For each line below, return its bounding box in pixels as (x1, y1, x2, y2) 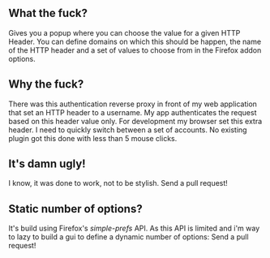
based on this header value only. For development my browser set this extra (8, 116, 263, 126)
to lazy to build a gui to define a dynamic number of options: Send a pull (8, 232, 249, 242)
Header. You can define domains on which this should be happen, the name (8, 37, 262, 46)
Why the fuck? (8, 77, 84, 92)
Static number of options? (8, 202, 144, 216)
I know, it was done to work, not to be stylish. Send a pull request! (8, 178, 229, 188)
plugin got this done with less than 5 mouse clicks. (8, 133, 178, 143)
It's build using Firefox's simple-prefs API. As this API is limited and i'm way (8, 223, 260, 234)
